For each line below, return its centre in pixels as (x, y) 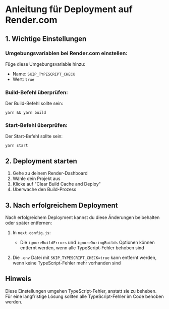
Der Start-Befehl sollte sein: (34, 136)
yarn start (17, 146)
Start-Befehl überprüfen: (37, 125)
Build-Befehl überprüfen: (37, 92)
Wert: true (23, 79)
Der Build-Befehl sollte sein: (34, 103)
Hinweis (18, 279)
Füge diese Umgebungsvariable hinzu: (45, 64)
